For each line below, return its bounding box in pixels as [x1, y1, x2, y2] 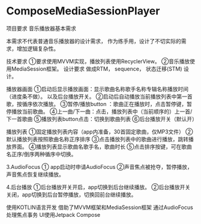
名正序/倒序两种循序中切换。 [6, 150, 77, 158]
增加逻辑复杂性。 [16, 45, 59, 52]
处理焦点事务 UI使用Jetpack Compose [6, 211, 101, 218]
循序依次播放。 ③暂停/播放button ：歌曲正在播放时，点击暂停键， [22, 100, 187, 107]
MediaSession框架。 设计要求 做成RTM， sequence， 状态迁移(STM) [11, 65, 182, 72]
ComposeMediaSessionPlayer [6, 4, 160, 18]
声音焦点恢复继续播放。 [6, 171, 64, 178]
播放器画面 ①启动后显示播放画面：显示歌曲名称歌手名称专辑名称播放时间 [6, 85, 189, 92]
